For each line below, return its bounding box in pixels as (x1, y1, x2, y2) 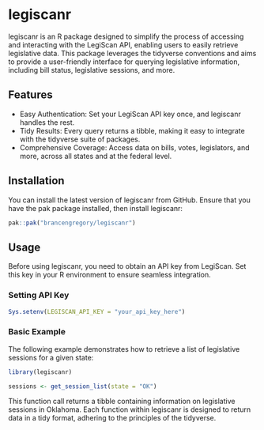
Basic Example (8, 326, 66, 338)
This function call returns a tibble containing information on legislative (8, 397, 236, 406)
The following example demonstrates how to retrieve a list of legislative (8, 344, 240, 353)
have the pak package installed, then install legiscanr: (8, 203, 183, 213)
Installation (8, 174, 65, 187)
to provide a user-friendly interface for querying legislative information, (8, 57, 240, 66)
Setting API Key (8, 290, 70, 301)
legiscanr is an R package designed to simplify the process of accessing (8, 32, 244, 41)
